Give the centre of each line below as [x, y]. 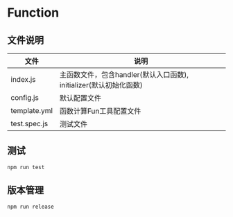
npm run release [31, 207]
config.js [25, 97]
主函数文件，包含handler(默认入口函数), [124, 75]
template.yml [32, 111]
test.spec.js [29, 124]
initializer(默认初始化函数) [101, 85]
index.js [23, 79]
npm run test [26, 167]
